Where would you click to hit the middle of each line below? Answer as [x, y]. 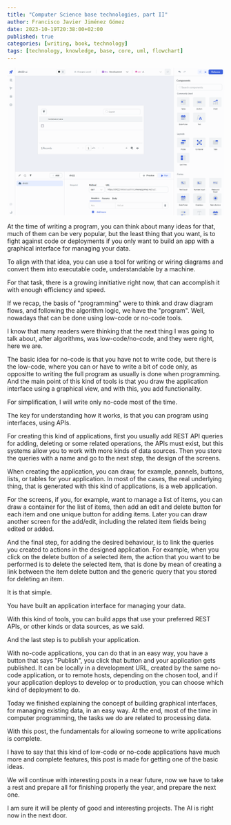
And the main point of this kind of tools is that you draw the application [108, 381]
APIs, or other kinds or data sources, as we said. [76, 627]
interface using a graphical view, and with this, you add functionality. [104, 389]
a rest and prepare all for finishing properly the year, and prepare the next [112, 788]
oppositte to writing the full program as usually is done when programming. [114, 374]
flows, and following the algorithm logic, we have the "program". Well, [106, 311]
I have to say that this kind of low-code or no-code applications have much [114, 752]
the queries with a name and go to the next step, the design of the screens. [114, 458]
